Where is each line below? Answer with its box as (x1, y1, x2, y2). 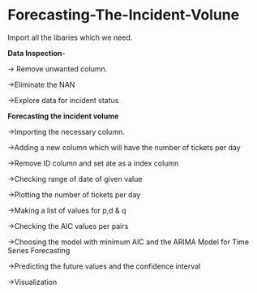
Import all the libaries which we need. (7, 32, 133, 42)
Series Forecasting (7, 245, 71, 255)
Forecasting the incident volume (7, 111, 119, 121)
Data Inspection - (7, 48, 66, 58)
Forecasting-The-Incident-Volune (7, 6, 240, 24)
